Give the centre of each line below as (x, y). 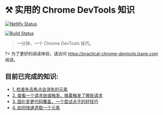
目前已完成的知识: (32, 77)
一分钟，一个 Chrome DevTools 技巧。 (55, 43)
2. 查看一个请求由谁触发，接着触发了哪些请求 (57, 95)
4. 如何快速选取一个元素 (36, 107)
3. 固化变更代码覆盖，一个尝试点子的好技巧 (55, 101)
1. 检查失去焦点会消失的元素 (40, 89)
